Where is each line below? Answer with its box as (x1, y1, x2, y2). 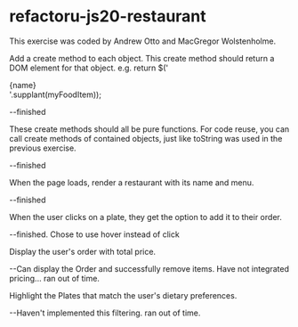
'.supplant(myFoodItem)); (9, 89, 102, 100)
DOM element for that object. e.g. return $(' (9, 62, 169, 73)
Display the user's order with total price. (9, 246, 157, 257)
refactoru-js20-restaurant (9, 6, 206, 27)
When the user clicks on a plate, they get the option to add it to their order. (9, 211, 282, 222)
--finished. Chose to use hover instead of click (9, 229, 180, 240)
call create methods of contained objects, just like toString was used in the (9, 133, 283, 143)
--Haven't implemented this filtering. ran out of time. (9, 307, 201, 318)
